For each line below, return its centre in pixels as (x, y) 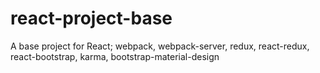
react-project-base (91, 18)
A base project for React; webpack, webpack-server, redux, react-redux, (160, 46)
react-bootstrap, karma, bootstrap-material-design (115, 56)
